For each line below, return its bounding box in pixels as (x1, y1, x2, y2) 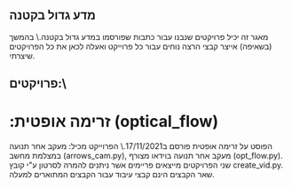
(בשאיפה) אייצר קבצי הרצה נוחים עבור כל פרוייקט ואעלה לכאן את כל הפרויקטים (9, 41, 272, 51)
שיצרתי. (9, 50, 36, 61)
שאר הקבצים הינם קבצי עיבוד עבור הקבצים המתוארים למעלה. (9, 169, 215, 180)
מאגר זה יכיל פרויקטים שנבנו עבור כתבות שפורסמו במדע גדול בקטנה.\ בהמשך (9, 31, 269, 42)
